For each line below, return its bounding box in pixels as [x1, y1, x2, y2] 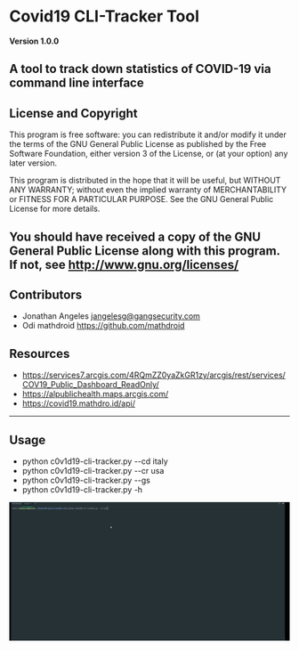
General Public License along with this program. [9, 243, 280, 258]
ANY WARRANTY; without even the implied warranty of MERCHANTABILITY [9, 184, 287, 195]
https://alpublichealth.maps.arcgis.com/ [21, 389, 169, 400]
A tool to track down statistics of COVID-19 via [9, 61, 271, 77]
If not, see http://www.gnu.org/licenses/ [9, 256, 239, 272]
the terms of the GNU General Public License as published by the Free [9, 139, 267, 150]
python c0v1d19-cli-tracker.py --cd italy [21, 456, 169, 467]
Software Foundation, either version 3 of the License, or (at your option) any [9, 149, 288, 159]
